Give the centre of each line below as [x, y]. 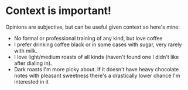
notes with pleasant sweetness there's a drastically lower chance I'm [97, 75]
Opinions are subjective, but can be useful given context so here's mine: [93, 27]
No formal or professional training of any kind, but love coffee [88, 38]
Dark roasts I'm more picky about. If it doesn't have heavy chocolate [96, 69]
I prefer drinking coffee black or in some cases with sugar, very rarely [98, 44]
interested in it [31, 82]
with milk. [25, 50]
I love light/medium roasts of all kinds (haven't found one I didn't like [96, 57]
